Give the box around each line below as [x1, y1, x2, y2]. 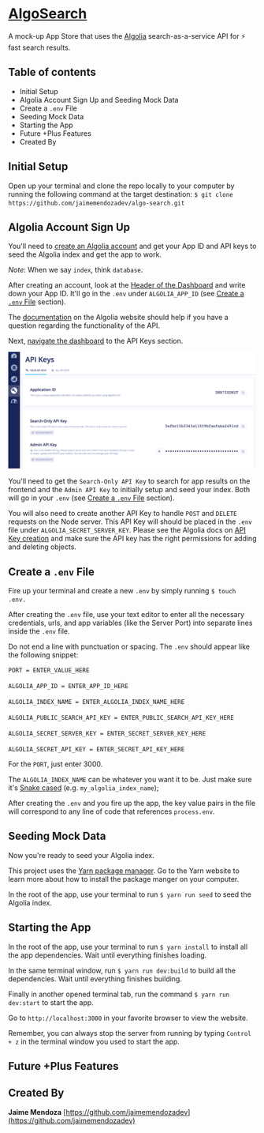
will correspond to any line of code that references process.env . [8, 807, 215, 816]
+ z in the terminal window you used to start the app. [8, 1037, 180, 1046]
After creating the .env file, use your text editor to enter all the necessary [8, 609, 245, 619]
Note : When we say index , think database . [8, 265, 143, 275]
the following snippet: [8, 649, 79, 660]
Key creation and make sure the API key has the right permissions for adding [8, 534, 257, 544]
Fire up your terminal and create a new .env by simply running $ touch [8, 585, 236, 595]
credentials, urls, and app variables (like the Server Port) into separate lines [8, 618, 253, 627]
